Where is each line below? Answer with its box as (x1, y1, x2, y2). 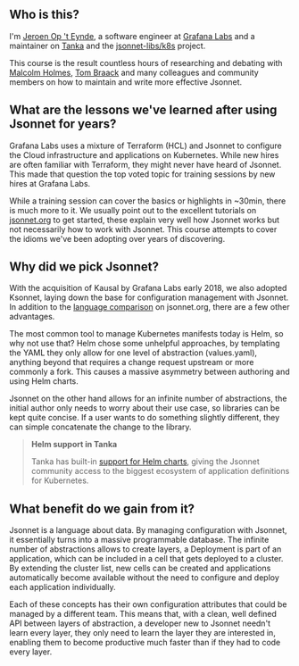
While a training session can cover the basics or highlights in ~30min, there (9, 196, 287, 206)
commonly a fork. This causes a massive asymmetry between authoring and (9, 366, 290, 378)
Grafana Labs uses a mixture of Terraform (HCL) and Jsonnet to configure (9, 140, 283, 151)
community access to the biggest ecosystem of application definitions (30, 466, 290, 477)
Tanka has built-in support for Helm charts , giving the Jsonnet (30, 456, 261, 467)
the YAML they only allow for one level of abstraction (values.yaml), (9, 347, 257, 358)
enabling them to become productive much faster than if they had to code (9, 637, 281, 648)
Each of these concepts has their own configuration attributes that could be (9, 599, 287, 610)
